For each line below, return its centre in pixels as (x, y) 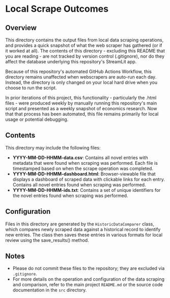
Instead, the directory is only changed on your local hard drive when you (81, 82)
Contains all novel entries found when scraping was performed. (79, 185)
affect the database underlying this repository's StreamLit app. (71, 61)
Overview (21, 28)
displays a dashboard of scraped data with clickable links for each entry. (89, 179)
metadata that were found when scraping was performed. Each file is (85, 163)
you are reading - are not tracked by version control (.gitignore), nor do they (85, 56)
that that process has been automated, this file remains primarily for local (82, 114)
